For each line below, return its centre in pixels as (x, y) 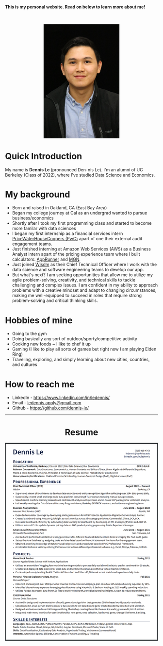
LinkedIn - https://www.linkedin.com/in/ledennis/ (61, 398)
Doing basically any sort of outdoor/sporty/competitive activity (74, 339)
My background (38, 194)
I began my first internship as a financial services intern (67, 233)
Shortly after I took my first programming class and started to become (82, 223)
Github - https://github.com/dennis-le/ (50, 408)
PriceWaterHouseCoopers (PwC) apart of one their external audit (77, 239)
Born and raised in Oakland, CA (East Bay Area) (59, 208)
